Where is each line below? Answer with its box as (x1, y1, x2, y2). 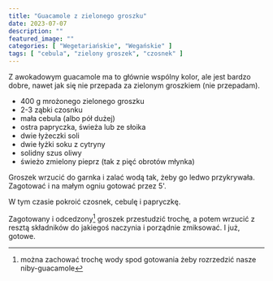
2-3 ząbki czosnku (19, 105, 83, 115)
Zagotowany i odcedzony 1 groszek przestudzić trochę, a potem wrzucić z (8, 213, 255, 223)
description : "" (8, 27, 63, 35)
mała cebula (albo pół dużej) (19, 114, 115, 123)
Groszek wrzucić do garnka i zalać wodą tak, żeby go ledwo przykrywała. (8, 172, 256, 182)
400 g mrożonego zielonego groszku (19, 97, 145, 106)
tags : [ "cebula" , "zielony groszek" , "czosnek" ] (8, 50, 184, 58)
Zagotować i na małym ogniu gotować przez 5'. (8, 181, 167, 191)
